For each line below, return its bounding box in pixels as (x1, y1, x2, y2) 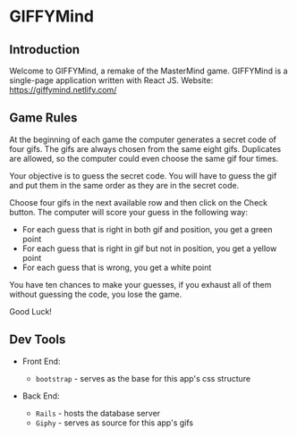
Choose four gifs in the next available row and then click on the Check (9, 197, 268, 207)
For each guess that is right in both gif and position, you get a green (21, 223, 273, 234)
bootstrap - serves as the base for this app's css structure (35, 373, 251, 383)
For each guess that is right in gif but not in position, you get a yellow (21, 243, 277, 254)
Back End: (21, 391, 60, 401)
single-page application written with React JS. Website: (9, 75, 214, 86)
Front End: (21, 356, 61, 366)
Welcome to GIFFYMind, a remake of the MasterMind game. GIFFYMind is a (9, 65, 288, 76)
